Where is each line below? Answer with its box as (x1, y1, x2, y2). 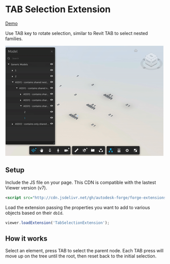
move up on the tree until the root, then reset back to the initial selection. (5, 253, 157, 259)
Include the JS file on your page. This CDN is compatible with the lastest (5, 179, 156, 185)
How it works (5, 234, 48, 243)
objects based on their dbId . (5, 210, 64, 216)
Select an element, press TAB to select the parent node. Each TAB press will (5, 248, 163, 254)
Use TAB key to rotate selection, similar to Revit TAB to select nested (5, 30, 148, 36)
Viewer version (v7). (5, 184, 47, 191)
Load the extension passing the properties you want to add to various (5, 204, 150, 210)
